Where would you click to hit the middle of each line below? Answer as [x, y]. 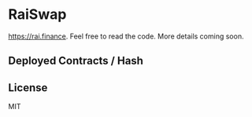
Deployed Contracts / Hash [76, 61]
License [28, 88]
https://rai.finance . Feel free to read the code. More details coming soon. [126, 36]
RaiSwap [37, 15]
